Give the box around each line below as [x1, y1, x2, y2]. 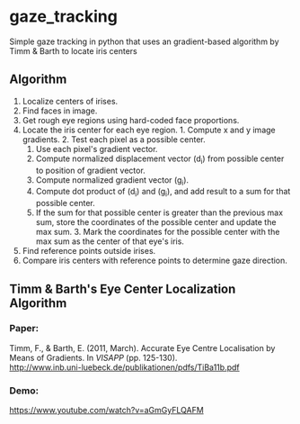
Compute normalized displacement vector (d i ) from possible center [35, 153, 285, 166]
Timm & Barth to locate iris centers [9, 45, 137, 56]
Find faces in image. [22, 105, 98, 116]
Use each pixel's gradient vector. [35, 143, 158, 154]
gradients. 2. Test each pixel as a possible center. [22, 133, 207, 145]
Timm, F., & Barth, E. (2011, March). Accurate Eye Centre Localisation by [9, 342, 276, 353]
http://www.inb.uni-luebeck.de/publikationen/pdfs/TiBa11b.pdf [9, 362, 240, 373]
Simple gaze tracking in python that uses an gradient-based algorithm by [9, 36, 279, 47]
